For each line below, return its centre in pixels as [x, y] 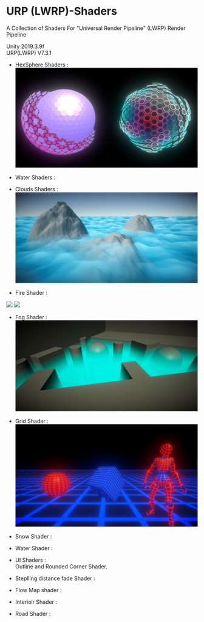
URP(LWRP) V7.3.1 [29, 52]
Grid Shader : [32, 421]
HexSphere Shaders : [42, 65]
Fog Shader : [31, 317]
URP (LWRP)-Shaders [62, 11]
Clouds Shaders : [37, 189]
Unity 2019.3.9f [25, 46]
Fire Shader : [31, 293]
